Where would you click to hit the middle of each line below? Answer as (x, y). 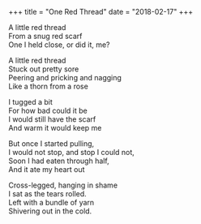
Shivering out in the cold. (50, 211)
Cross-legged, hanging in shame (63, 185)
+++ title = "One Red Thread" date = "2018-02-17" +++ (101, 12)
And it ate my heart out (47, 169)
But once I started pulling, (51, 144)
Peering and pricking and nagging (65, 78)
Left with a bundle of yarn (51, 202)
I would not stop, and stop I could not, (72, 152)
